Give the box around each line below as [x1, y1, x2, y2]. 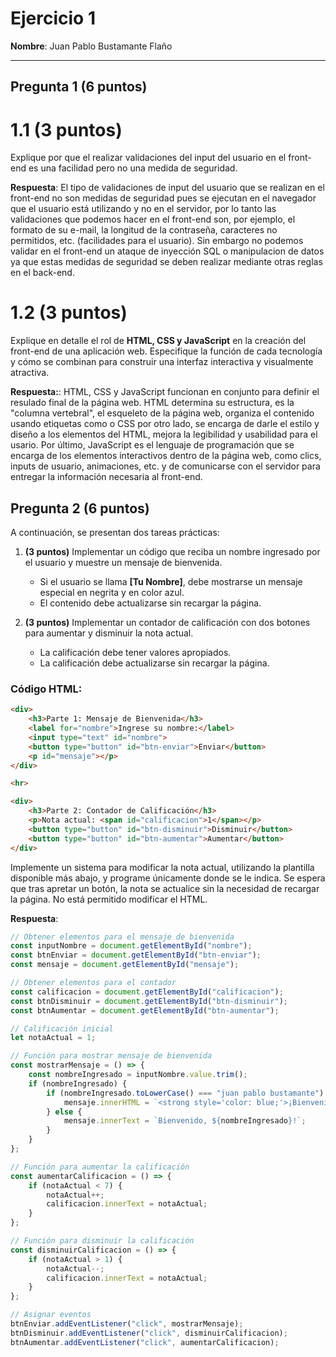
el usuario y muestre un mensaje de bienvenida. [24, 557, 223, 569]
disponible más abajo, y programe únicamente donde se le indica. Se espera [10, 872, 326, 884]
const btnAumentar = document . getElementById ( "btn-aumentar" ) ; [10, 1005, 280, 1016]
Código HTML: [10, 682, 83, 696]
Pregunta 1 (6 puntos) [10, 78, 148, 96]
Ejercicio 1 [10, 7, 96, 30]
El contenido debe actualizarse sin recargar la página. [39, 597, 262, 609]
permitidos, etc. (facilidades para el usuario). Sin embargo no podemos [10, 235, 304, 247]
